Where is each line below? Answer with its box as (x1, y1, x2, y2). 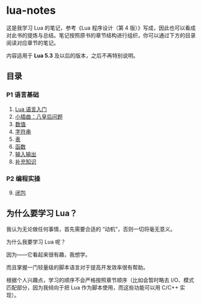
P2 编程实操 (6, 174, 41, 183)
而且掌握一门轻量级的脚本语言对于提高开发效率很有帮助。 (6, 263, 148, 270)
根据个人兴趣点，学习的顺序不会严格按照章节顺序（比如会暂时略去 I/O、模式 (6, 276, 194, 284)
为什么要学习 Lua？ (6, 208, 78, 219)
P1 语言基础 (6, 91, 39, 99)
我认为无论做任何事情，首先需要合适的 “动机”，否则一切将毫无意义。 (6, 225, 176, 233)
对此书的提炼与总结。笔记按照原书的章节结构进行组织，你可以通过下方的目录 (6, 31, 196, 39)
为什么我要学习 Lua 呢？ (6, 238, 66, 245)
